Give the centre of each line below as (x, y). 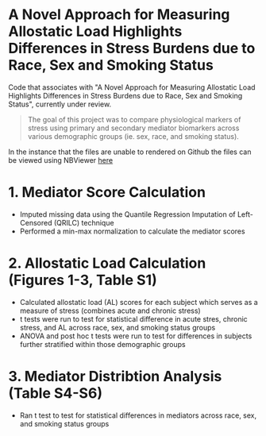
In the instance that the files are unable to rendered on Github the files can (130, 152)
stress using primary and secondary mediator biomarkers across (133, 128)
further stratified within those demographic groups (102, 344)
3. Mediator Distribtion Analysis (115, 376)
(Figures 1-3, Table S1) (83, 280)
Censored (36, 222)
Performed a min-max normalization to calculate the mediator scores (132, 231)
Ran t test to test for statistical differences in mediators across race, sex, (138, 415)
